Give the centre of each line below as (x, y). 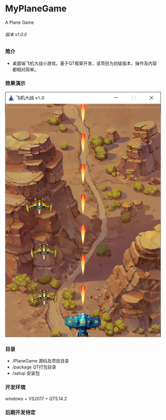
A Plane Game (20, 22)
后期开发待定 (21, 412)
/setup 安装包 (26, 373)
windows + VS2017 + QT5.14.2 (36, 398)
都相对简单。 (25, 69)
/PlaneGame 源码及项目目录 (41, 361)
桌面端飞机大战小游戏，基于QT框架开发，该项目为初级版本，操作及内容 (84, 63)
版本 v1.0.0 (16, 34)
